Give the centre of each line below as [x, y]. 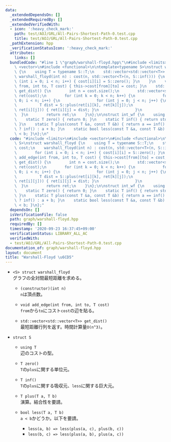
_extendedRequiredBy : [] [36, 19]
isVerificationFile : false [38, 215]
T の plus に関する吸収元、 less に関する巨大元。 [68, 386]
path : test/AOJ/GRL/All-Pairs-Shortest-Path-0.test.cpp [75, 34]
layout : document [24, 253]
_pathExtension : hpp [32, 43]
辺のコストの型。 [38, 353]
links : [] [25, 58]
